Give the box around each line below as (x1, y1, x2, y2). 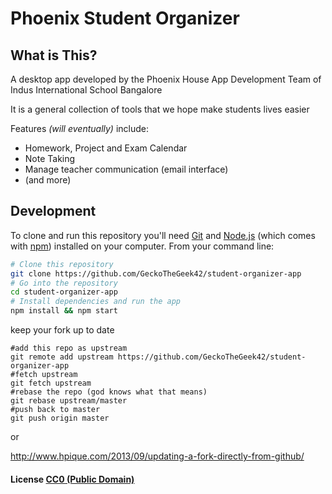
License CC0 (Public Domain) (10, 473, 135, 485)
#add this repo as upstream (10, 343, 128, 354)
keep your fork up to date (10, 324, 115, 336)
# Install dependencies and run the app (10, 297, 182, 307)
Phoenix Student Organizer (10, 7, 240, 30)
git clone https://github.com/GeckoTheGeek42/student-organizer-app (10, 268, 302, 279)
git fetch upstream (10, 378, 92, 389)
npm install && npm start (10, 306, 118, 316)
